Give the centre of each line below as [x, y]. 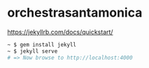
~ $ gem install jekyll [42, 44]
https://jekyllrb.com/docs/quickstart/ [60, 32]
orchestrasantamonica [75, 13]
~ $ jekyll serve [33, 51]
